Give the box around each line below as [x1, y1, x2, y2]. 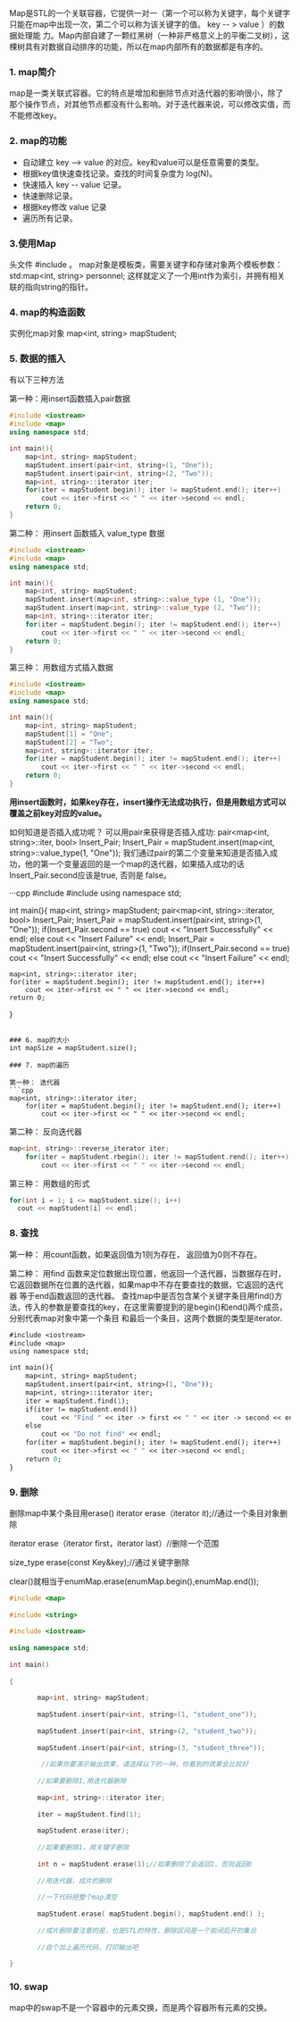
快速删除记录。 [21, 190, 78, 201]
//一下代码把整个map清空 [37, 1893, 118, 1902]
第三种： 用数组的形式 [9, 1178, 90, 1189]
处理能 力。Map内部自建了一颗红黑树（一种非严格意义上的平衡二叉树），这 [16, 30, 290, 40]
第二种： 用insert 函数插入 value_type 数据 [9, 527, 165, 538]
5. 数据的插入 [9, 352, 66, 365]
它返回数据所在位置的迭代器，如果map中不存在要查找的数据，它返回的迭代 [9, 1279, 284, 1290]
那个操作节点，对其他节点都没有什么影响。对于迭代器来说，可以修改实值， [9, 99, 283, 110]
